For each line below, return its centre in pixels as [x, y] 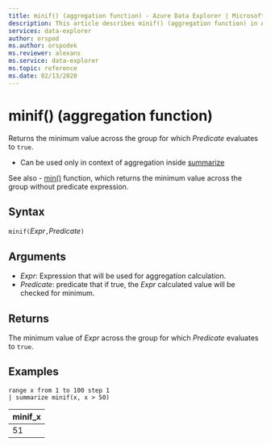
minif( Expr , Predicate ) [46, 231]
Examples [33, 372]
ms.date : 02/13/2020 [43, 76]
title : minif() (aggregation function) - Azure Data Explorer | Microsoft [137, 16]
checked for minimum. [57, 293]
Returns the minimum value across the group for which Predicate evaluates [133, 138]
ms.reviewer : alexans [45, 53]
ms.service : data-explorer [54, 61]
